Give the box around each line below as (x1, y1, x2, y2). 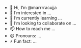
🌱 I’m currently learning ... (9, 15, 62, 21)
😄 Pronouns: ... (9, 33, 42, 39)
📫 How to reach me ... (9, 26, 55, 31)
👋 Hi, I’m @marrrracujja (9, 5, 57, 10)
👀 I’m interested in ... (9, 10, 52, 16)
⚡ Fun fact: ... (9, 38, 37, 44)
